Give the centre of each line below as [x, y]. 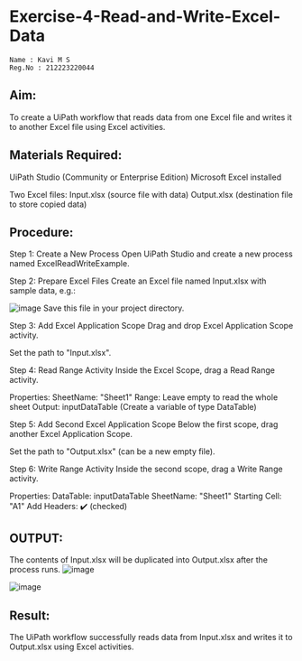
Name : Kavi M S [40, 60]
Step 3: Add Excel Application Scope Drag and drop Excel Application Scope [151, 326]
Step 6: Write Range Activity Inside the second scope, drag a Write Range [146, 469]
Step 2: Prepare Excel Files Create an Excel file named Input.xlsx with [138, 281]
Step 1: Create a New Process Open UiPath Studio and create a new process [151, 254]
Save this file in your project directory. [114, 308]
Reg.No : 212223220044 [52, 68]
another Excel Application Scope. [71, 434]
